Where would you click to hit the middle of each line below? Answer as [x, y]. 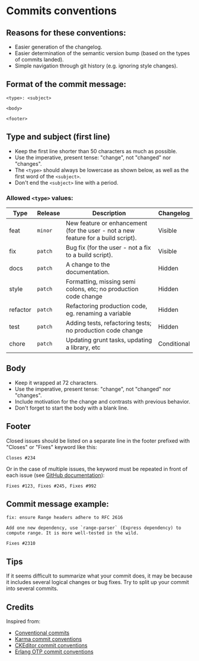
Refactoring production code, [107, 306]
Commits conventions [62, 11]
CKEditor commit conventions [51, 645]
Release [49, 213]
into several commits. [32, 589]
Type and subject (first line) [58, 137]
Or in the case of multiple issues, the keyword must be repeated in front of [97, 469]
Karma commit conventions [48, 639]
